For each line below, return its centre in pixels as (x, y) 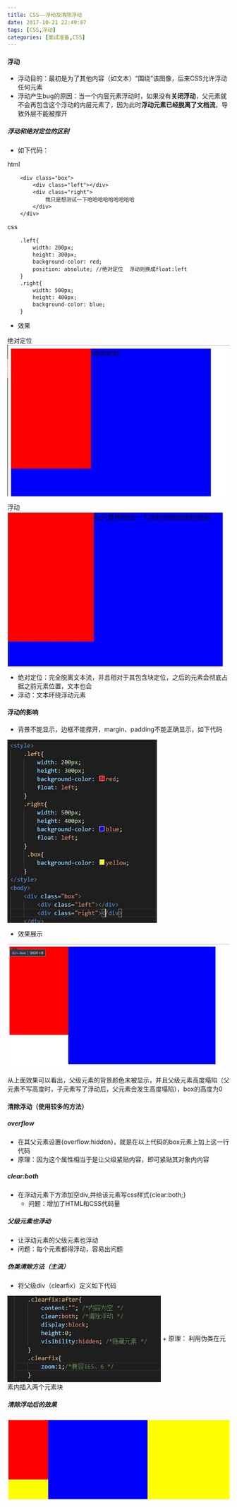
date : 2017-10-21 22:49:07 (47, 22)
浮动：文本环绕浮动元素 (51, 695)
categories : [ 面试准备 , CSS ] (47, 37)
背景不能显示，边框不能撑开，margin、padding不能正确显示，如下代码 (120, 729)
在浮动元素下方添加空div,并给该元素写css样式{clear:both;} (102, 1195)
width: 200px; (53, 248)
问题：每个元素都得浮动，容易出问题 (70, 1249)
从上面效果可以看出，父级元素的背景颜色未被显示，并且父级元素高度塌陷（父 (119, 1080)
